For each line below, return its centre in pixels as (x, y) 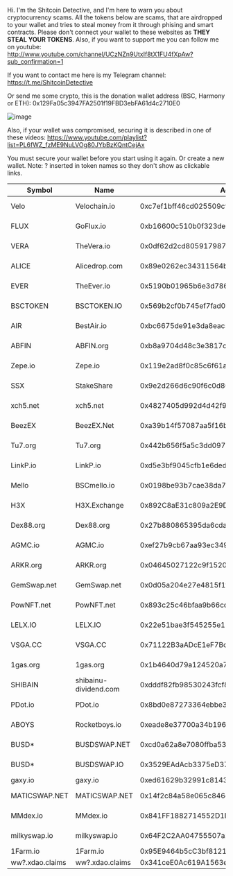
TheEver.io (93, 286)
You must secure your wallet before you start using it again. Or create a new (116, 158)
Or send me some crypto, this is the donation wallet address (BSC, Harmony (116, 96)
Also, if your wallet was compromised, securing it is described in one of (109, 130)
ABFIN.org (92, 346)
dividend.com (97, 689)
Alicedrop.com (99, 266)
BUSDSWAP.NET (103, 745)
